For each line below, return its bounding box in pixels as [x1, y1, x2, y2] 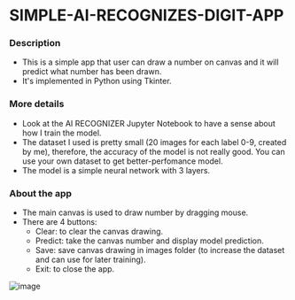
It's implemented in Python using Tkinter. [21, 76, 172, 87]
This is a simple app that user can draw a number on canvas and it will [21, 57, 279, 67]
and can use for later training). [35, 254, 146, 265]
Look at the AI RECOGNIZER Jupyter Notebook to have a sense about [21, 118, 276, 128]
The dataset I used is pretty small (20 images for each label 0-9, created [21, 136, 287, 147]
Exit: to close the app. [35, 264, 115, 274]
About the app [9, 187, 73, 199]
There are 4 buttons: [21, 217, 97, 227]
